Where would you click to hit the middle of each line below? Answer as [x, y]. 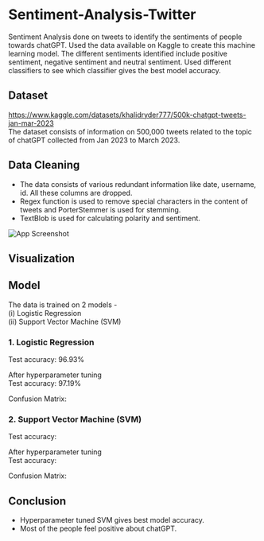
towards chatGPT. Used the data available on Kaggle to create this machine [132, 45]
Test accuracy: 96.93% [47, 360]
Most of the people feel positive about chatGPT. [98, 529]
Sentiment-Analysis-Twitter [102, 15]
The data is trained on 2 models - [63, 305]
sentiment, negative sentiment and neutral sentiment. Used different [120, 62]
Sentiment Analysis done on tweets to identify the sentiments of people [125, 37]
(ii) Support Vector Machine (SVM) [65, 321]
